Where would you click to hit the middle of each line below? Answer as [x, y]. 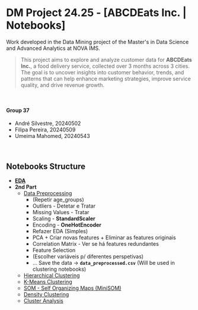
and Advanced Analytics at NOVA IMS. [53, 48]
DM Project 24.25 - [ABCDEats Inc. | [96, 13]
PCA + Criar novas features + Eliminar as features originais [104, 237]
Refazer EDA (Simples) [60, 231]
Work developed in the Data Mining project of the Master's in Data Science [98, 42]
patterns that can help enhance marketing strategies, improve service [106, 79]
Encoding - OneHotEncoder [67, 225]
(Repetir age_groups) [58, 199]
